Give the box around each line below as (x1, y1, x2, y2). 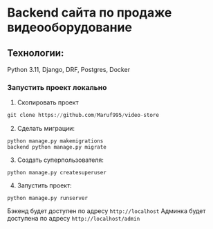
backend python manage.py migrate (7, 144, 107, 151)
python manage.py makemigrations (7, 138, 104, 145)
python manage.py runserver (7, 195, 89, 202)
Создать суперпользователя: (17, 156, 104, 164)
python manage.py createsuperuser (7, 170, 107, 176)
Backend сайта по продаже (7, 5, 172, 21)
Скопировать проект (17, 98, 79, 107)
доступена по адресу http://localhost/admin (7, 214, 140, 223)
